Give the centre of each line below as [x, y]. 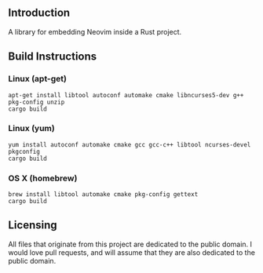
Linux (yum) [31, 129]
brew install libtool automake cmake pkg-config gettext [103, 195]
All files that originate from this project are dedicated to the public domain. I [130, 244]
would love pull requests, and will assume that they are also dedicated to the [131, 252]
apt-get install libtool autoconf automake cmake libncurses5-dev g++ [126, 95]
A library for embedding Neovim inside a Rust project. [95, 31]
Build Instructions [53, 57]
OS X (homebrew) [43, 178]
